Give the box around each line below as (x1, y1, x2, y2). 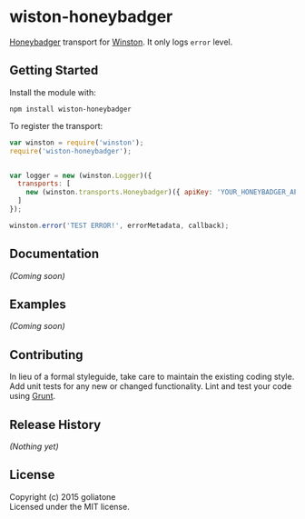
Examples (9, 296, 66, 312)
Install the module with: (9, 86, 97, 97)
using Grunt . (9, 391, 56, 402)
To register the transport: (9, 120, 103, 131)
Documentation (9, 246, 100, 262)
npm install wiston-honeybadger (9, 105, 132, 114)
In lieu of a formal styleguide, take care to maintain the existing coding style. (9, 371, 295, 383)
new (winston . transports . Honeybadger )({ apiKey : (25, 188, 213, 197)
